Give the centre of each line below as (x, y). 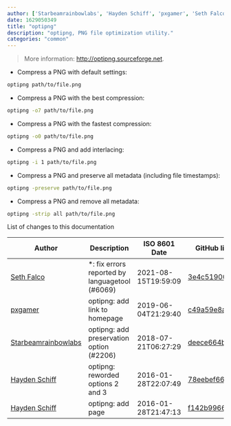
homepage (106, 318)
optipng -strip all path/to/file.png (61, 214)
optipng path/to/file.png (44, 85)
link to (98, 310)
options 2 (103, 384)
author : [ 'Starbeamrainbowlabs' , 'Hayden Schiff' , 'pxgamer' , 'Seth (107, 13)
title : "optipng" (32, 26)
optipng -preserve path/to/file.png (59, 188)
